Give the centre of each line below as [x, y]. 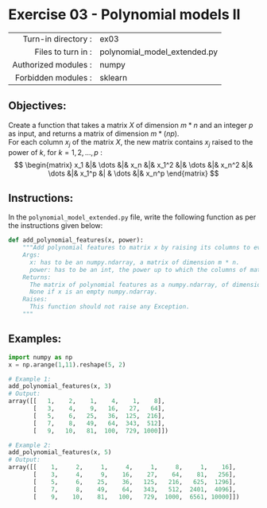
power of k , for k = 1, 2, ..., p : [56, 152]
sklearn [113, 77]
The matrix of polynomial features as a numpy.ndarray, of [129, 285]
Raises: [35, 300]
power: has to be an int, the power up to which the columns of [138, 270]
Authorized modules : [52, 64]
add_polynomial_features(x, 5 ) [60, 452]
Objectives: [37, 106]
